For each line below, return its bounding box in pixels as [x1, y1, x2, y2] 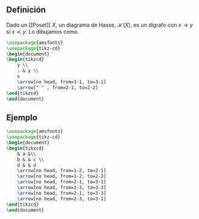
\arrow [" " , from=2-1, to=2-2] [17, 84, 98, 90]
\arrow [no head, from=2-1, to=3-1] [17, 179, 107, 185]
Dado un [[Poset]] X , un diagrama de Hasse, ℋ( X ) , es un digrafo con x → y [6, 21, 193, 28]
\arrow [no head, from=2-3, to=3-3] [17, 185, 107, 191]
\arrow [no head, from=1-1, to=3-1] [17, 78, 107, 85]
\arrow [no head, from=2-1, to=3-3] [17, 190, 107, 196]
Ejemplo [6, 112, 37, 122]
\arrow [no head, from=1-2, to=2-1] [17, 168, 107, 174]
